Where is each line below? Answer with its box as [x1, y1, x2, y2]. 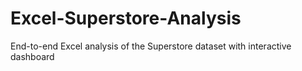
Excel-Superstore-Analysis [10, 7, 242, 30]
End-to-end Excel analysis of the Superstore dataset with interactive [10, 40, 292, 52]
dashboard [10, 50, 55, 62]
